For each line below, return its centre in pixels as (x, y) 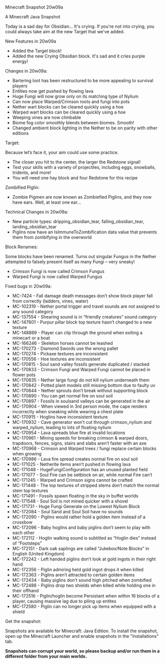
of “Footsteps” (27, 543)
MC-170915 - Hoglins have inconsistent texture (60, 417)
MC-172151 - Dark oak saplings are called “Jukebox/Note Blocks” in (81, 549)
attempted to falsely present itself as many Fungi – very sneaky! (70, 262)
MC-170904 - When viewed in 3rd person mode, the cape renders (80, 406)
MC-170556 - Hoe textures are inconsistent (56, 359)
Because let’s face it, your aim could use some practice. (62, 152)
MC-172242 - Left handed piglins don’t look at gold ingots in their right (84, 559)
